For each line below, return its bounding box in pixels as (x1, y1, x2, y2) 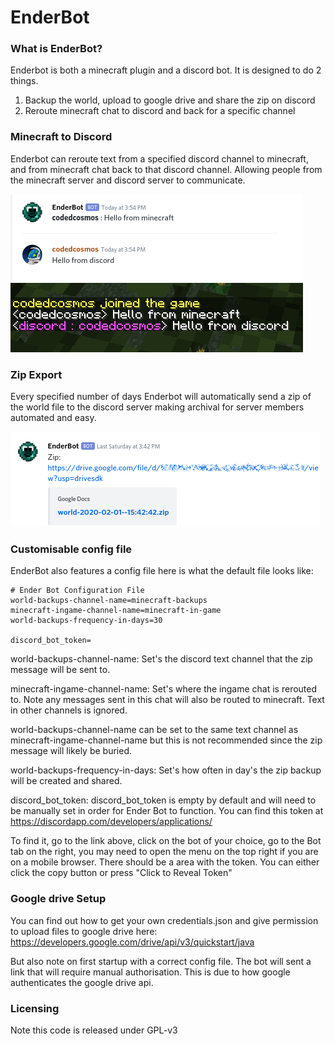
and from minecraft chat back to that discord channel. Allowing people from (10, 163, 323, 175)
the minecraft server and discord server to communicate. (10, 174, 246, 186)
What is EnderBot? (10, 42, 103, 56)
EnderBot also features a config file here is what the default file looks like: (10, 565, 314, 577)
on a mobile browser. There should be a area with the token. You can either (10, 856, 320, 868)
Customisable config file (10, 542, 133, 556)
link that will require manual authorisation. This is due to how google (10, 966, 291, 978)
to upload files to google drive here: (10, 925, 158, 937)
